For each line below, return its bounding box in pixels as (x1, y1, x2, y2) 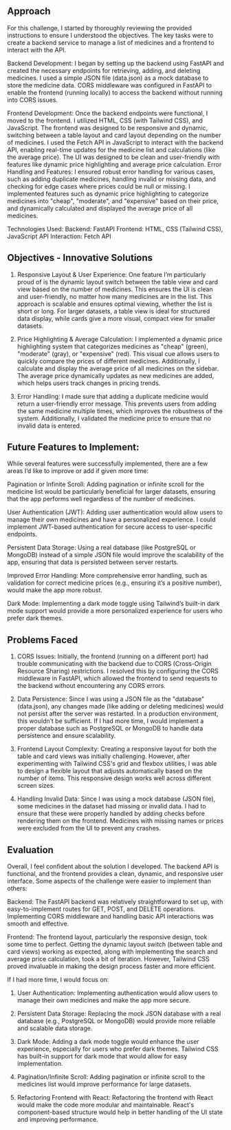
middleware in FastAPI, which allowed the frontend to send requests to (16, 674, 218, 682)
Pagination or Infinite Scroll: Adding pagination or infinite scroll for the (7, 480, 205, 488)
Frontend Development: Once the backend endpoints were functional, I (7, 109, 208, 117)
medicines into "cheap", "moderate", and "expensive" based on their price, (7, 196, 219, 205)
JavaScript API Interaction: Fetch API (7, 232, 111, 240)
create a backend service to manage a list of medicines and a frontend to (7, 38, 214, 47)
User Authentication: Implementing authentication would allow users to (16, 989, 218, 997)
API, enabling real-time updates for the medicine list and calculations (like (7, 145, 216, 154)
